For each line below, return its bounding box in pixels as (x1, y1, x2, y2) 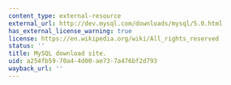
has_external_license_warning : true (8, 27, 132, 35)
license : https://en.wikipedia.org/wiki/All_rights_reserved (8, 34, 220, 43)
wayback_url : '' (8, 65, 63, 73)
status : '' (8, 42, 45, 50)
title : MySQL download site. (8, 49, 107, 57)
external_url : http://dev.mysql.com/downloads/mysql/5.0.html (8, 19, 223, 28)
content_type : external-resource (8, 11, 122, 20)
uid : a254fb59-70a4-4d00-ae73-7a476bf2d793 (8, 57, 158, 66)
